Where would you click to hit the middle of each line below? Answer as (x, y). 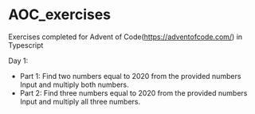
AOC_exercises (60, 15)
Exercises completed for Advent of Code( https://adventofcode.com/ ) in (126, 37)
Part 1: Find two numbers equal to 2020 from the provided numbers (130, 76)
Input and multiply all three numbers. (80, 101)
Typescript (26, 45)
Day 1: (18, 61)
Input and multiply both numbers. (74, 85)
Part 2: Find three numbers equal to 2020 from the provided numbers (133, 92)
